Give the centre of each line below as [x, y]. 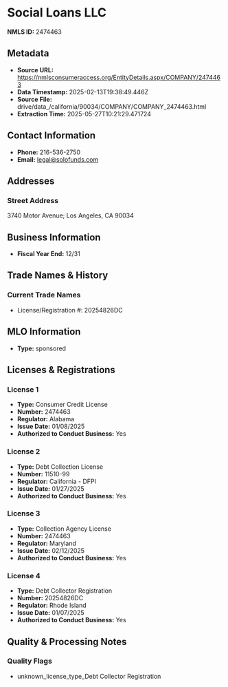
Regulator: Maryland [47, 543]
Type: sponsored [42, 348]
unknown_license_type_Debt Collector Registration [89, 676]
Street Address [33, 200]
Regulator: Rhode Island [52, 605]
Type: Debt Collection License [60, 467]
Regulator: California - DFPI [56, 481]
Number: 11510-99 [43, 474]
